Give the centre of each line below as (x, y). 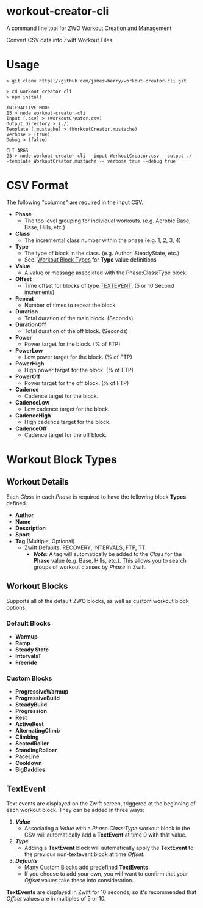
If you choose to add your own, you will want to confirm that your (106, 874)
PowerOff (28, 376)
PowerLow (29, 350)
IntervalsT (28, 656)
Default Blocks (28, 623)
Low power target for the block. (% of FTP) (78, 357)
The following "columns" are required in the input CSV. (75, 202)
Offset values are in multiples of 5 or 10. (56, 899)
